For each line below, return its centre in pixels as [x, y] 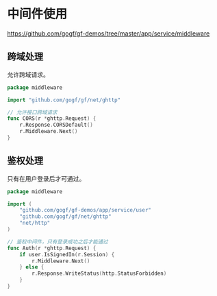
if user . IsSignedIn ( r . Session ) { [67, 254]
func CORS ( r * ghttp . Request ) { [52, 119]
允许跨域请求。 [28, 74]
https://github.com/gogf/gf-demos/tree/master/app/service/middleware [108, 33]
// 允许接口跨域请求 [32, 112]
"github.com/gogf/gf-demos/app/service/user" [86, 210]
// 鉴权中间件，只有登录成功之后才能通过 [58, 242]
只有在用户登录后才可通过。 [46, 178]
